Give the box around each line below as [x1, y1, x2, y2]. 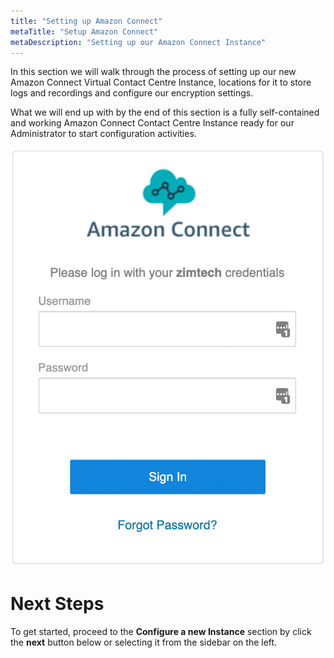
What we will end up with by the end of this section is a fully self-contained [10, 106, 320, 119]
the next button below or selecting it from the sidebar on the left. [10, 636, 278, 649]
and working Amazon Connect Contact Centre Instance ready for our [10, 117, 295, 129]
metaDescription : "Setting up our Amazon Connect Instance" [10, 37, 267, 47]
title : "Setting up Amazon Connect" [10, 16, 163, 26]
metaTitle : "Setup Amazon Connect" [10, 26, 159, 37]
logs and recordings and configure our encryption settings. [10, 87, 254, 99]
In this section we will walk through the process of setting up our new [10, 66, 297, 78]
